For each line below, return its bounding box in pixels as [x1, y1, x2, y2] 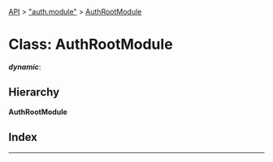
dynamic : [8, 62, 41, 71]
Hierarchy [8, 85, 60, 100]
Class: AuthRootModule [8, 36, 173, 53]
